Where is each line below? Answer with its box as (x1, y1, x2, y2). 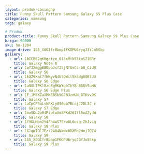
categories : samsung (5, 16, 47, 21)
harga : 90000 (5, 38, 31, 44)
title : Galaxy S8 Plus (14, 124, 59, 129)
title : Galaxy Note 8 (14, 61, 57, 66)
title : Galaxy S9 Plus (14, 142, 59, 147)
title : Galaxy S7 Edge (14, 106, 59, 111)
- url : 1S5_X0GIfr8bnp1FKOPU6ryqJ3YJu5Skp (9, 138, 96, 142)
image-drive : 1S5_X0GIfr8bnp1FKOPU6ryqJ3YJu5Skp (5, 47, 105, 52)
